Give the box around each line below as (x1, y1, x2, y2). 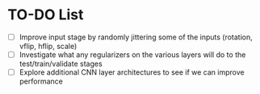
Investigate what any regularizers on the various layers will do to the (19, 50, 246, 59)
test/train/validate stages (19, 59, 103, 69)
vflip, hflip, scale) (19, 42, 78, 51)
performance (19, 76, 64, 86)
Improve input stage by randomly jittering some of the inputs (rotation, (19, 32, 254, 42)
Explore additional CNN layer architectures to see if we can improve (19, 67, 245, 77)
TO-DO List (7, 6, 84, 24)
